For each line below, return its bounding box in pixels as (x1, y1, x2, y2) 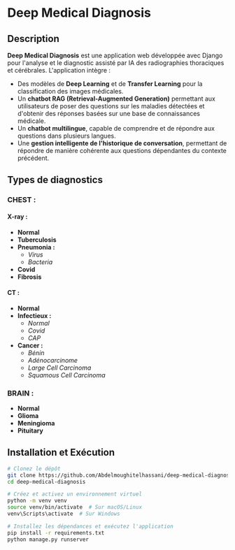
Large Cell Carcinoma (27, 363, 92, 372)
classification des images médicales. (17, 87, 124, 95)
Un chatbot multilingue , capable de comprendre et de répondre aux (17, 124, 215, 132)
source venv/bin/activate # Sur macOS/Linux (7, 504, 142, 511)
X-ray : (7, 212, 28, 221)
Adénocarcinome (27, 356, 78, 364)
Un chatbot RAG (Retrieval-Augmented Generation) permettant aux (17, 94, 215, 103)
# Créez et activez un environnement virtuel (7, 491, 142, 498)
